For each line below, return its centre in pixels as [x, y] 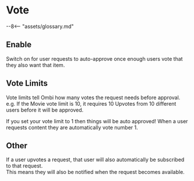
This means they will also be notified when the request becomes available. [95, 172]
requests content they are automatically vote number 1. [72, 127]
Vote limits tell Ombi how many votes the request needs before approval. [93, 98]
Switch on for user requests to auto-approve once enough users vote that [94, 58]
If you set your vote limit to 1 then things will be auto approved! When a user [97, 121]
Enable [19, 45]
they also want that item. [36, 65]
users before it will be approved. [45, 110]
